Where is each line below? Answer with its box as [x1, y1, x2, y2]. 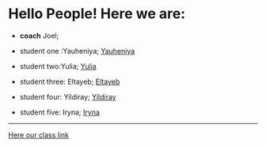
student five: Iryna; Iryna [19, 107, 101, 117]
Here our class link [8, 130, 70, 139]
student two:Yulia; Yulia [19, 61, 97, 71]
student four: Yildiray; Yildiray [19, 92, 116, 101]
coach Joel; [19, 31, 59, 40]
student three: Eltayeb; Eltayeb [19, 77, 120, 86]
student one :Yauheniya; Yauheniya [19, 46, 135, 55]
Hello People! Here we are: [8, 5, 186, 23]
